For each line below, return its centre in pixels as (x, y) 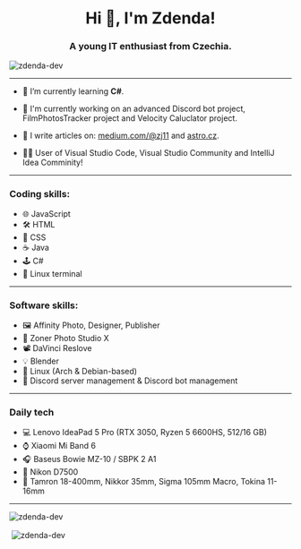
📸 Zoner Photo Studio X (65, 339)
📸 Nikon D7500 (50, 472)
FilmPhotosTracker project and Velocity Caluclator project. (129, 118)
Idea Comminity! (52, 163)
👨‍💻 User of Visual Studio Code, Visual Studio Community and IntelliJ (148, 153)
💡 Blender (41, 361)
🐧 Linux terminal (52, 273)
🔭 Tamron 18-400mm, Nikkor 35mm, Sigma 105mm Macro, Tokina (144, 482)
